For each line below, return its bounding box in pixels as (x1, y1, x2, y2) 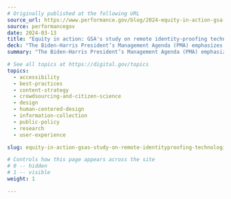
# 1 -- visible (7, 169, 51, 176)
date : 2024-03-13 (7, 29, 57, 36)
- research (13, 125, 45, 132)
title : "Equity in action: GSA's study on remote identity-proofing (7, 36, 208, 43)
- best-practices (13, 80, 63, 87)
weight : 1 (7, 176, 36, 182)
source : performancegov (7, 23, 76, 30)
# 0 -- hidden (7, 163, 48, 169)
